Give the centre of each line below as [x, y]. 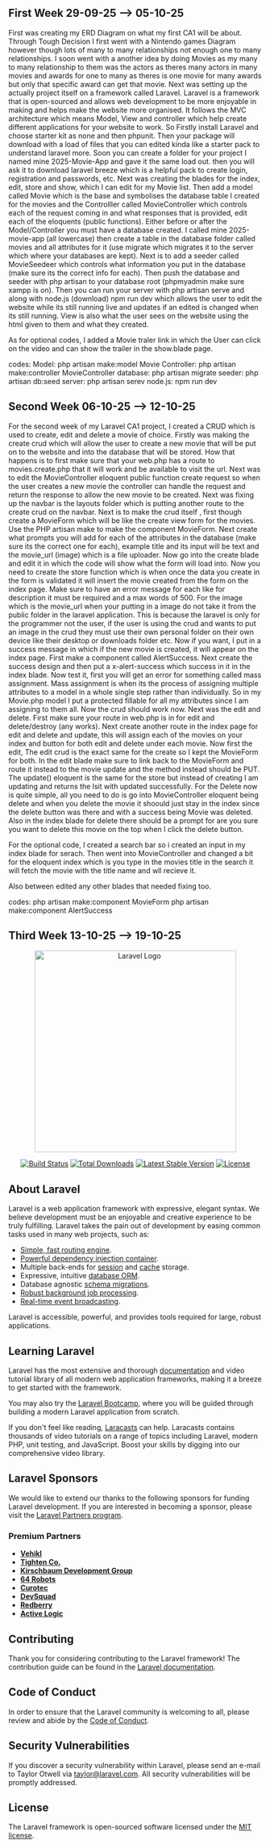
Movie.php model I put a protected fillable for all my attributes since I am [129, 700]
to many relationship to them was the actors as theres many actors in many [133, 67]
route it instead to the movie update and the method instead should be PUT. [134, 769]
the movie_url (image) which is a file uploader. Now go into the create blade [134, 554]
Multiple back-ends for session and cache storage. [104, 1267]
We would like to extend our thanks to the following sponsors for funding [129, 1498]
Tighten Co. [40, 1562]
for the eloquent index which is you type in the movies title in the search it [131, 862]
